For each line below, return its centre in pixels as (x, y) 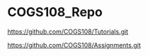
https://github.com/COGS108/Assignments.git (74, 45)
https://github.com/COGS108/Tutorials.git (68, 31)
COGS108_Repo (55, 12)
